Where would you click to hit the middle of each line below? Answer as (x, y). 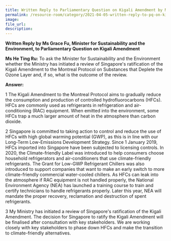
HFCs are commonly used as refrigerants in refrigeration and (69, 105)
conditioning (18, 111)
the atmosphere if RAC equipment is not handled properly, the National (79, 180)
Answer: (15, 85)
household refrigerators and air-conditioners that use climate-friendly (78, 159)
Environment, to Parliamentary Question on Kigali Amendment (73, 49)
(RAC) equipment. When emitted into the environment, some (96, 111)
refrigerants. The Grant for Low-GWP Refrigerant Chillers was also (75, 164)
